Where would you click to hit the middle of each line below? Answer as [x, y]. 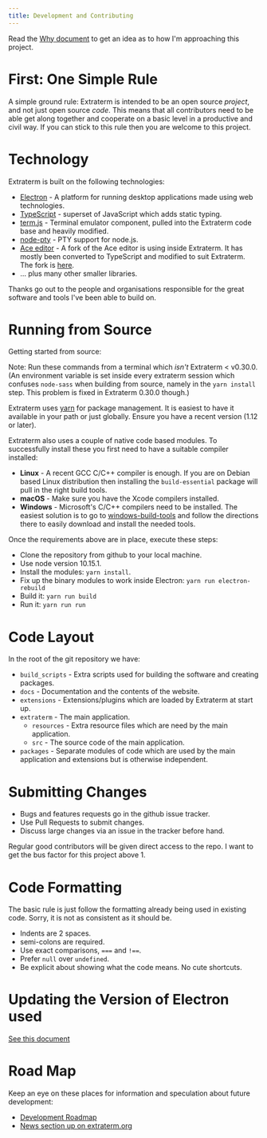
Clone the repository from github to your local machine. [111, 555]
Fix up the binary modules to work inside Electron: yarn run [117, 581]
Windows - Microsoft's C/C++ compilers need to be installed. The [128, 507]
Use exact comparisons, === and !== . [80, 950]
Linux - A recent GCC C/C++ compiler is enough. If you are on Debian [135, 473]
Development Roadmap [58, 1117]
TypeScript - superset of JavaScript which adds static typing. [121, 214]
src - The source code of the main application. [108, 743]
